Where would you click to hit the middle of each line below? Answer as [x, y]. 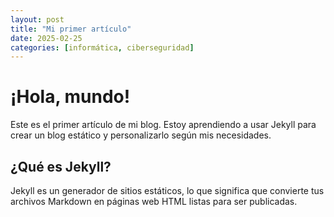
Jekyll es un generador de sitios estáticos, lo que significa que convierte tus [167, 190]
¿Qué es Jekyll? [61, 166]
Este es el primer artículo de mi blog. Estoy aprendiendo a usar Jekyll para [163, 125]
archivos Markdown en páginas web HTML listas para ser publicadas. [154, 201]
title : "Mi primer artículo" [71, 29]
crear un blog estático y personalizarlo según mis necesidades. [141, 135]
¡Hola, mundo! [70, 97]
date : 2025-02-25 [46, 38]
